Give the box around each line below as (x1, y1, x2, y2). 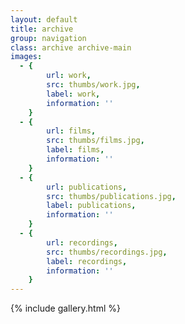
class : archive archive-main (10, 42, 132, 53)
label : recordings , (46, 256, 128, 266)
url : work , (46, 71, 92, 81)
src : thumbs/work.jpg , (46, 80, 141, 90)
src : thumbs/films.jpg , (46, 136, 145, 146)
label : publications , (46, 201, 137, 211)
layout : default (10, 14, 78, 25)
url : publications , (46, 182, 128, 192)
